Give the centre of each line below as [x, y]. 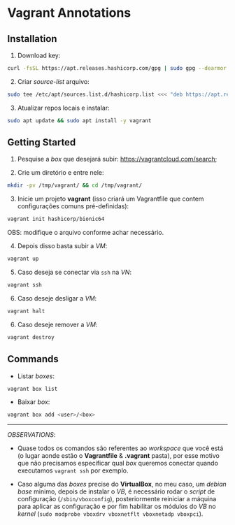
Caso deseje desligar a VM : [57, 298]
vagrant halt [26, 311]
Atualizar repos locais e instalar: [63, 108]
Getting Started [42, 142]
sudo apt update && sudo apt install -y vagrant [79, 120]
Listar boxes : [36, 376]
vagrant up [23, 259]
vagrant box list [33, 389]
